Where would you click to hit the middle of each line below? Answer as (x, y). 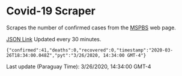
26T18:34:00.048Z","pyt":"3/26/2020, (53, 55)
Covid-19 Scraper (51, 11)
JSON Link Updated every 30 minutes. (54, 39)
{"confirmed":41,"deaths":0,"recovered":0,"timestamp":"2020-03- (89, 50)
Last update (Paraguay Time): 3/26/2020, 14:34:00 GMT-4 (79, 66)
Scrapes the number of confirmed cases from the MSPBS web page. (91, 28)
